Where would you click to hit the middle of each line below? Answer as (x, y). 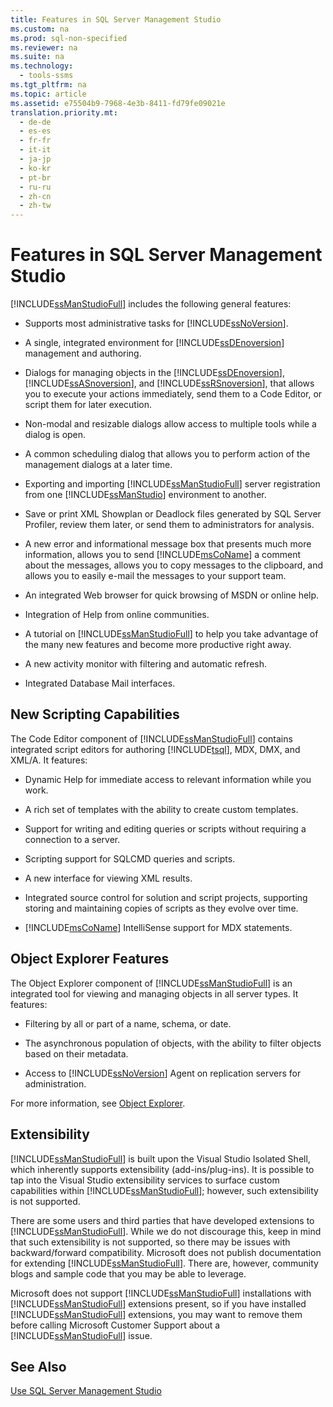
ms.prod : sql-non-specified (69, 38)
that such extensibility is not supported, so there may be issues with (150, 1242)
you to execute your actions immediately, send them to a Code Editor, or (173, 394)
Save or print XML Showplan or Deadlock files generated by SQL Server (173, 514)
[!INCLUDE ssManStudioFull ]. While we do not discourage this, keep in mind (166, 1231)
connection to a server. (72, 839)
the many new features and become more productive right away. (158, 645)
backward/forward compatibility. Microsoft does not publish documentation (166, 1252)
